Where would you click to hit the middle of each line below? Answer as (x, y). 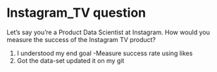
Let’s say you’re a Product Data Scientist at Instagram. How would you (108, 32)
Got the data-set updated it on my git (70, 60)
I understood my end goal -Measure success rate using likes (105, 53)
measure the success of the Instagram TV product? (81, 39)
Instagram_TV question (76, 13)
